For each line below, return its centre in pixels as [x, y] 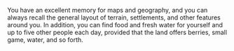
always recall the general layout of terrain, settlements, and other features [114, 17]
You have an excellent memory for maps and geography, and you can [108, 10]
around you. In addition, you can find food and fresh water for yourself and [115, 25]
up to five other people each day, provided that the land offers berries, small [117, 32]
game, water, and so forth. [46, 40]
